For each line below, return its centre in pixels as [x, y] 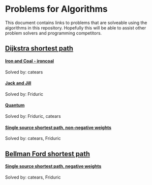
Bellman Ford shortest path [47, 154]
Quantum [15, 105]
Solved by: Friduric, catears [33, 116]
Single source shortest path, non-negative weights [58, 127]
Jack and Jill [18, 83]
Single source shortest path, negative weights [53, 166]
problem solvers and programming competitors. [53, 33]
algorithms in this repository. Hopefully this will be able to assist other [76, 27]
